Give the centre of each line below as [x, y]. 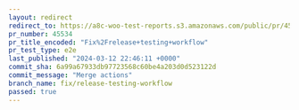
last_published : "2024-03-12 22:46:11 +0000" [94, 59]
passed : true [33, 91]
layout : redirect [41, 17]
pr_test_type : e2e [42, 51]
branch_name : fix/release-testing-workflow [91, 83]
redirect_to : [33, 26]
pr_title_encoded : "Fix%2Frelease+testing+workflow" [108, 42]
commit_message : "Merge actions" [71, 75]
